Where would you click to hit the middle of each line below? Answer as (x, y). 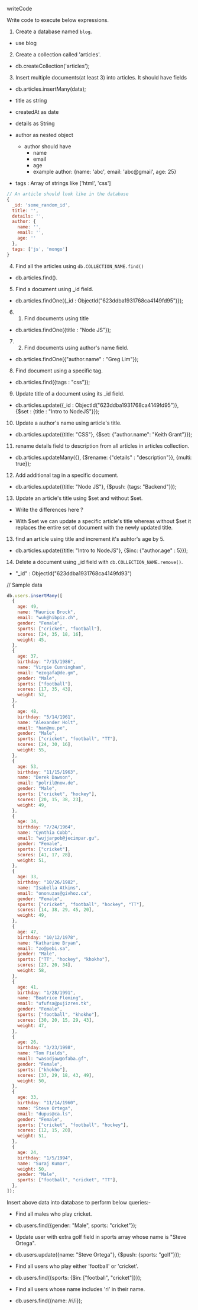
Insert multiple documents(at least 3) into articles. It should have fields (101, 77)
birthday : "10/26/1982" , (48, 882)
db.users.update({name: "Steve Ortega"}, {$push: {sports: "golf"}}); (98, 1254)
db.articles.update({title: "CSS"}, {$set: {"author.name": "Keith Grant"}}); (104, 434)
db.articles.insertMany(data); (51, 89)
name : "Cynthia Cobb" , (45, 833)
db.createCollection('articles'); (53, 66)
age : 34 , (28, 822)
